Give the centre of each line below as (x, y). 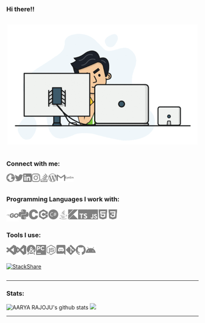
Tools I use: (24, 235)
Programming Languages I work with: (63, 199)
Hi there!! (20, 9)
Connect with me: (33, 164)
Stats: (15, 293)
